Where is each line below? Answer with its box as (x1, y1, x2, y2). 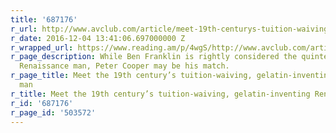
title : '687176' (10, 14, 78, 25)
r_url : (10, 24, 38, 34)
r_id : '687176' (10, 98, 74, 108)
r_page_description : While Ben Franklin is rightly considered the (10, 52, 298, 62)
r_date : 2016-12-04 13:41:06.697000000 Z (10, 33, 186, 43)
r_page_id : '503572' (10, 107, 97, 118)
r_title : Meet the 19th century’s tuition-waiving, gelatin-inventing (10, 89, 311, 99)
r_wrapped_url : (10, 42, 74, 53)
